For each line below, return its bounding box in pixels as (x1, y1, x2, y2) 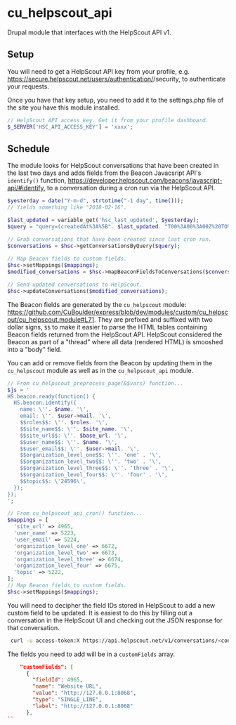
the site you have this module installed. (7, 103, 120, 112)
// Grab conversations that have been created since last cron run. (7, 235, 212, 243)
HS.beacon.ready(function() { (7, 393, 96, 400)
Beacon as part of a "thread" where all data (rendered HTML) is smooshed (7, 337, 223, 346)
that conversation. (7, 623, 60, 632)
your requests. (7, 82, 49, 91)
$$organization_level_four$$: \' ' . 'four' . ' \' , (20, 471, 169, 478)
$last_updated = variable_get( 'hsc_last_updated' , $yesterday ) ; (7, 216, 199, 224)
